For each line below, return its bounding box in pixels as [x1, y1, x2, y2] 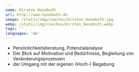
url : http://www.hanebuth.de [5, 12, 68, 17]
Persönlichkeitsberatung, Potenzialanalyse [12, 45, 103, 51]
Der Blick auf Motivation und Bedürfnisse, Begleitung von [12, 50, 134, 56]
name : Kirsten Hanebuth [5, 7, 56, 13]
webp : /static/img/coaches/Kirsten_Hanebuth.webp [5, 21, 114, 27]
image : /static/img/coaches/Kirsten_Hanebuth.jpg [5, 17, 114, 22]
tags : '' [5, 26, 24, 31]
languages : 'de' [5, 31, 40, 36]
